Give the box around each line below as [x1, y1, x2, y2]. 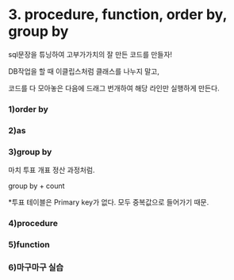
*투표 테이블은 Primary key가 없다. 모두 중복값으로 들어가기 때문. [8, 198, 209, 207]
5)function [8, 239, 50, 250]
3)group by [8, 146, 52, 157]
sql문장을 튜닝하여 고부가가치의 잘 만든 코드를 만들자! [8, 49, 173, 59]
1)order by [8, 103, 49, 114]
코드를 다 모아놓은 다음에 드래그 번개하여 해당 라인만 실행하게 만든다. [8, 83, 220, 93]
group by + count [8, 181, 65, 191]
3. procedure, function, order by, [8, 6, 228, 24]
